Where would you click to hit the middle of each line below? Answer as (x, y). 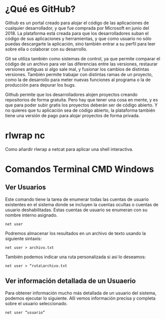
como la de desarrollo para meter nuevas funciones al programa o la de (78, 80)
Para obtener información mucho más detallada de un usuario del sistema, (81, 293)
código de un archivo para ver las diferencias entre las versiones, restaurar (82, 64)
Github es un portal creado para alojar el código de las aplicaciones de (77, 23)
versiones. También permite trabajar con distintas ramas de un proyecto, (79, 74)
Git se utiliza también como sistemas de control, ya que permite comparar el (83, 58)
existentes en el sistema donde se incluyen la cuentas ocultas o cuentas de (82, 204)
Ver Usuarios (25, 187)
